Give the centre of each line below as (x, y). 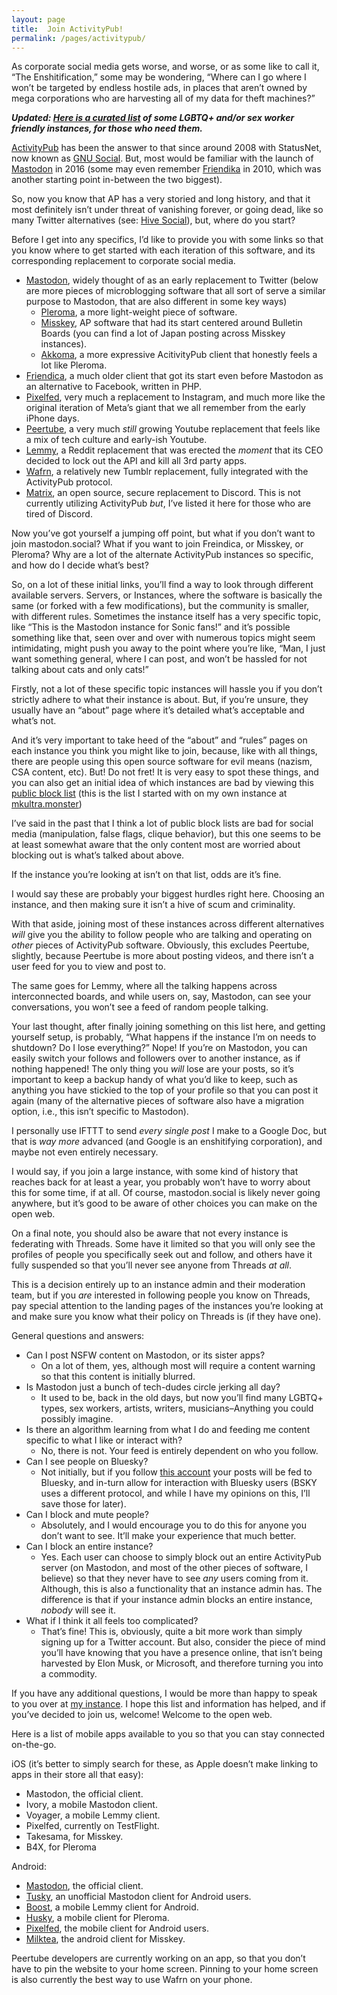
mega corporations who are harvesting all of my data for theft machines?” (163, 98)
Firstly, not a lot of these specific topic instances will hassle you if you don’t (167, 689)
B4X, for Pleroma (61, 1847)
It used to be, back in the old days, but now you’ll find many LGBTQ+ (182, 1398)
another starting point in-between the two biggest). (117, 180)
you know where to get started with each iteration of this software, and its (163, 250)
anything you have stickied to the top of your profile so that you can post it (165, 1090)
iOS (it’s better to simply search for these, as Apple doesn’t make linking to (165, 1764)
